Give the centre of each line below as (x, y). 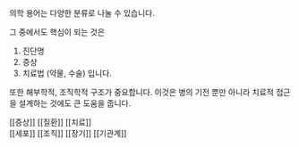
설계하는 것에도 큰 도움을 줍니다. (75, 103)
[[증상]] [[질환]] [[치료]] (51, 122)
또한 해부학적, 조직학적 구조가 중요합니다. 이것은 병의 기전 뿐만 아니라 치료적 (142, 92)
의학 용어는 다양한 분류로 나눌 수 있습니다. (82, 13)
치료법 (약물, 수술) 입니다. (67, 73)
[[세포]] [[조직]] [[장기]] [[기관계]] (68, 133)
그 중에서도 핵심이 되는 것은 (57, 32)
